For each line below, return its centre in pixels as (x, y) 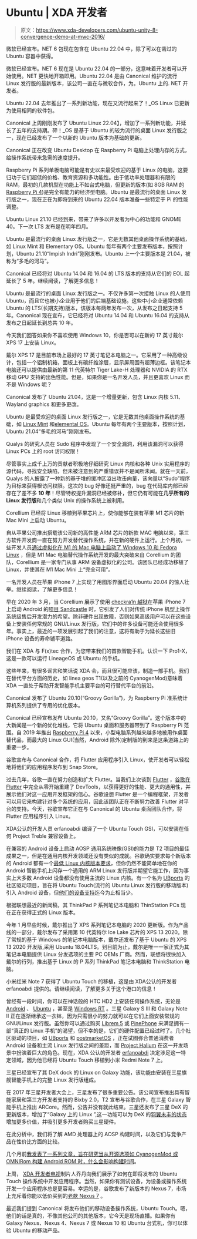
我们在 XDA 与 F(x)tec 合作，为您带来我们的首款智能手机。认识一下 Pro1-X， (98, 651)
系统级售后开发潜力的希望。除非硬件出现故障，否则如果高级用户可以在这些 (96, 616)
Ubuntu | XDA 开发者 (57, 13)
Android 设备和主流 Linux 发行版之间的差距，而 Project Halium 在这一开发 (95, 1045)
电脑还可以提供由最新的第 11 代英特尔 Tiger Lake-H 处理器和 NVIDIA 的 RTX (97, 370)
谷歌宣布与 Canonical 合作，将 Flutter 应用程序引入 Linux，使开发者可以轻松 (98, 760)
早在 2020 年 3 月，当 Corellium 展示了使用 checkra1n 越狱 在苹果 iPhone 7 (96, 602)
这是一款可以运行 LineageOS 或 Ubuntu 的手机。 (64, 658)
